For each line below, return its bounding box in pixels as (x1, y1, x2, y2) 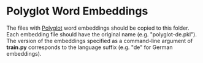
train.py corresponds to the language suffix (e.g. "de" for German (6, 44, 173, 51)
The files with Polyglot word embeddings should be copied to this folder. (6, 24, 190, 31)
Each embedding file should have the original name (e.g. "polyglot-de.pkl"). (6, 30, 197, 38)
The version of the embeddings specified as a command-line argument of (6, 37, 193, 44)
